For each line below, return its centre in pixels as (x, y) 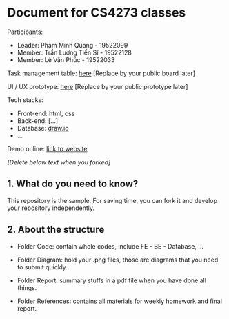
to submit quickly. (42, 267)
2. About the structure (56, 230)
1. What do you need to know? (73, 184)
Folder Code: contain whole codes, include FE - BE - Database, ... (110, 246)
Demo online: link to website (47, 148)
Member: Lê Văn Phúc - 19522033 (66, 59)
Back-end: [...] (38, 120)
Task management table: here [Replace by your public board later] (101, 73)
